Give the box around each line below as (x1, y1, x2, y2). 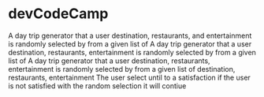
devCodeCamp (8, 5, 109, 23)
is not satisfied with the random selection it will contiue (8, 80, 187, 91)
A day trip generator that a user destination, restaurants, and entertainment (8, 31, 252, 40)
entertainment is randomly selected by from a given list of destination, (8, 64, 236, 73)
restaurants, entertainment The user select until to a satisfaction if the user (8, 73, 251, 82)
